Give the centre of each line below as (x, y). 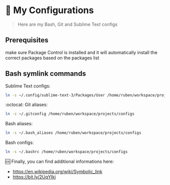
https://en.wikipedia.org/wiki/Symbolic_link (57, 172)
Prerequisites (27, 40)
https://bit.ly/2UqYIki (34, 177)
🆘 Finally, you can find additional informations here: (60, 162)
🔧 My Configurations (50, 10)
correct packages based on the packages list (52, 58)
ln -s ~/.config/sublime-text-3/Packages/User (55, 95)
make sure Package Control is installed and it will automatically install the (81, 52)
